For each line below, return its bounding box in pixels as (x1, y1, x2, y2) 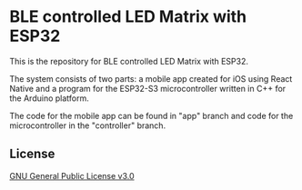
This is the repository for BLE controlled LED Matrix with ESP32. (9, 55, 248, 66)
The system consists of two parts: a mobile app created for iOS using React (9, 73, 293, 84)
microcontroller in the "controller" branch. (9, 120, 166, 131)
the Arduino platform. (9, 93, 89, 104)
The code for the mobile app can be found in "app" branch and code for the (9, 110, 294, 121)
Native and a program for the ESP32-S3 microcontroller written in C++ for (9, 83, 287, 94)
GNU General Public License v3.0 (9, 170, 135, 181)
